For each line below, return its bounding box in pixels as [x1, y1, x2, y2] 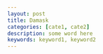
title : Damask [7, 17, 49, 24]
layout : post [7, 10, 46, 18]
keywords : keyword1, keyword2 [7, 36, 97, 43]
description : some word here [7, 29, 93, 37]
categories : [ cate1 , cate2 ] [7, 23, 90, 30]
